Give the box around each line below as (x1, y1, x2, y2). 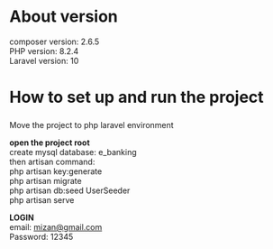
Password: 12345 (9, 231, 74, 242)
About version (9, 6, 119, 27)
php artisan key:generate (9, 165, 103, 177)
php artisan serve (9, 194, 75, 205)
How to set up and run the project (9, 88, 264, 107)
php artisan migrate (9, 175, 83, 186)
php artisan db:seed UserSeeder (9, 185, 131, 196)
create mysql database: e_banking (9, 146, 137, 157)
